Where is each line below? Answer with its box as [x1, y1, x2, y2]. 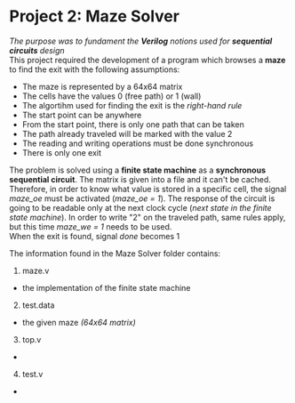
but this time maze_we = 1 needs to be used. [9, 221, 172, 232]
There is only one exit [21, 147, 102, 157]
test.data [21, 300, 55, 310]
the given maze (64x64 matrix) [21, 317, 136, 327]
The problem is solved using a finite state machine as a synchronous [9, 165, 267, 175]
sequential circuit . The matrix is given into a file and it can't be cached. [9, 173, 271, 184]
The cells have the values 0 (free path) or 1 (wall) [21, 91, 202, 101]
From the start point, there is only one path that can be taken [21, 118, 244, 130]
